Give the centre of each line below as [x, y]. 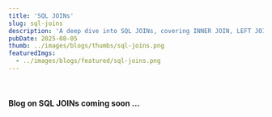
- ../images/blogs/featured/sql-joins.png [88, 61]
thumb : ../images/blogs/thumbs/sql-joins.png [86, 46]
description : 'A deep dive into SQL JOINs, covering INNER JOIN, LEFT [130, 31]
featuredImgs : [32, 53]
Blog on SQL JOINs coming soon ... [74, 104]
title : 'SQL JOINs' [41, 16]
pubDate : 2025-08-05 [43, 38]
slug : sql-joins [36, 23]
